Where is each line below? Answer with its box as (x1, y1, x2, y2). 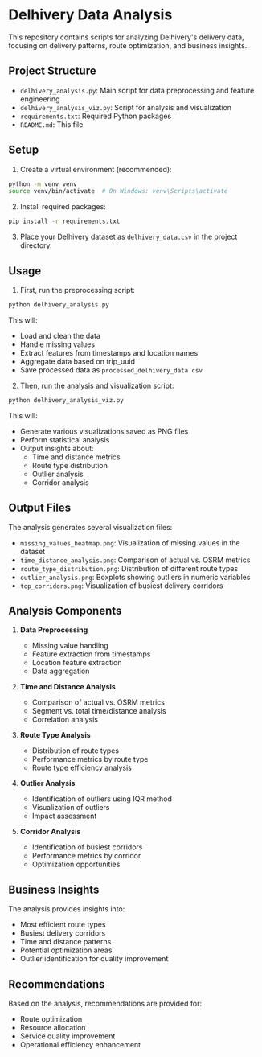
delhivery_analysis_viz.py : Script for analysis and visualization (19, 102, 231, 112)
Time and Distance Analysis (19, 682, 117, 692)
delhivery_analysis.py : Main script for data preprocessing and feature (19, 85, 255, 95)
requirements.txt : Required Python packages (19, 111, 171, 121)
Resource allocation (19, 1023, 86, 1032)
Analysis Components (8, 603, 122, 617)
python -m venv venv (8, 179, 78, 188)
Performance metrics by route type (31, 755, 149, 764)
